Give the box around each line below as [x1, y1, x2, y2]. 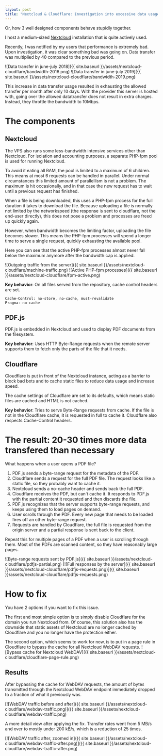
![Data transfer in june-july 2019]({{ [71, 68, 141, 74]
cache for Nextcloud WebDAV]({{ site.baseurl [22, 649, 114, 655]
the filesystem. [5, 331, 35, 337]
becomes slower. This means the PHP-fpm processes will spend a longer [5, 232, 151, 238]
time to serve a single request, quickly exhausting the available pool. [5, 238, 142, 244]
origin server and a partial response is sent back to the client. [12, 527, 135, 533]
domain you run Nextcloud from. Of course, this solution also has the [5, 619, 143, 625]
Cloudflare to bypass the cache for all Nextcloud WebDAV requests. [5, 644, 141, 650]
